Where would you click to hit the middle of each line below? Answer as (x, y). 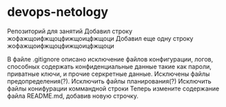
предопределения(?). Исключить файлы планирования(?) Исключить (109, 81)
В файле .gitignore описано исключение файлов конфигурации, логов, (110, 59)
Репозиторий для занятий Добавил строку (70, 31)
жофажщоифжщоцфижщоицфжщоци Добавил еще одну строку (100, 38)
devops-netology (58, 12)
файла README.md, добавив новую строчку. (73, 96)
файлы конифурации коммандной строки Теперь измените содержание (113, 88)
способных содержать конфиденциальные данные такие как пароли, (110, 66)
